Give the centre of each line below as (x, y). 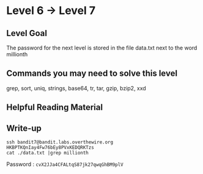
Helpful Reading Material (54, 107)
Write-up (24, 128)
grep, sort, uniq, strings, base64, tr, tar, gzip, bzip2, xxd (76, 88)
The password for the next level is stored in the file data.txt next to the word (102, 48)
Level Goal (27, 33)
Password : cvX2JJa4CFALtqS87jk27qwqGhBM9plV (65, 164)
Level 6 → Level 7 (51, 11)
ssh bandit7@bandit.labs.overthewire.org (60, 142)
